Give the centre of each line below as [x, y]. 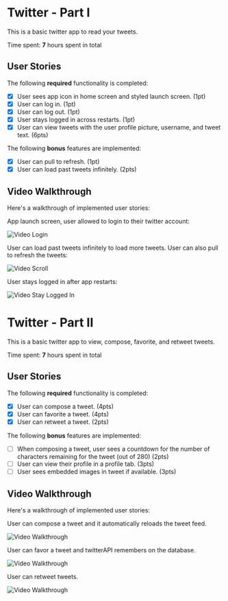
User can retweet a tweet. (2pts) [63, 422]
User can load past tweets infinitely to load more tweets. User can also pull [113, 248]
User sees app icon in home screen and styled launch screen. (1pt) [111, 96]
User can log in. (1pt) [47, 104]
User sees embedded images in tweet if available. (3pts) [97, 472]
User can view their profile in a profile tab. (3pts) [86, 464]
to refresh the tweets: [38, 255]
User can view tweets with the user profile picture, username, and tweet [119, 127]
